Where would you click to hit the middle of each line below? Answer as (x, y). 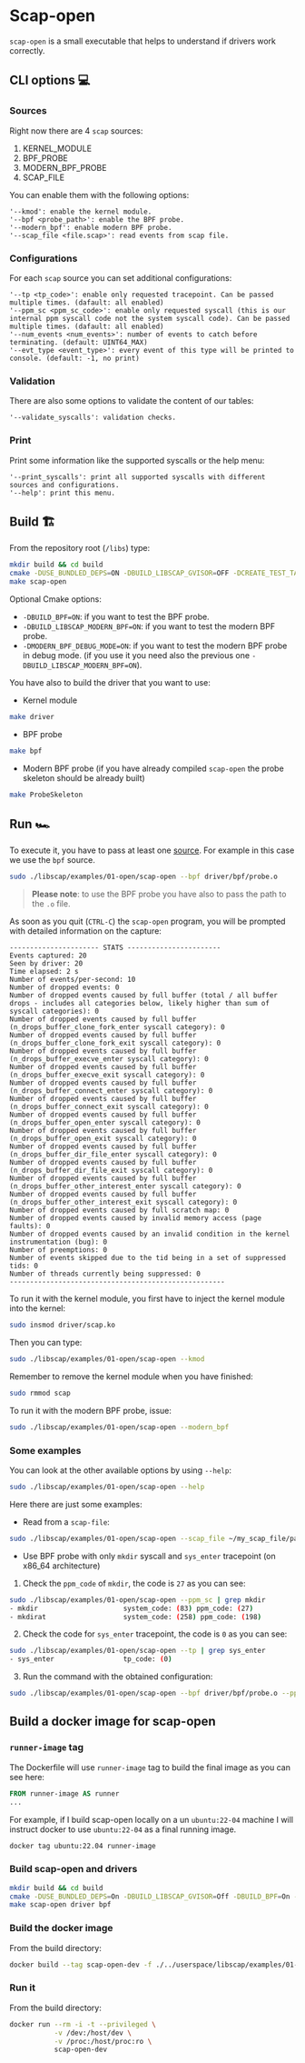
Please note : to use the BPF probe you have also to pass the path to (159, 894)
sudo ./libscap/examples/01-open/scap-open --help (107, 1487)
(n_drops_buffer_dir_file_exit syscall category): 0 (111, 1171)
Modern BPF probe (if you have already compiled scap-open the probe (153, 768)
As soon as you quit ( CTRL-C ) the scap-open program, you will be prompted (148, 921)
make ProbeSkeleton (46, 795)
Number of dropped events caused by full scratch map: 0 (119, 1210)
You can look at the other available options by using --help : (120, 1470)
